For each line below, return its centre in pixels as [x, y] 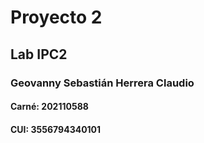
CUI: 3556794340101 [56, 129]
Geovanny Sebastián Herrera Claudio [102, 83]
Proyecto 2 [56, 17]
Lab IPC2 [39, 54]
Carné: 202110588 [49, 107]
